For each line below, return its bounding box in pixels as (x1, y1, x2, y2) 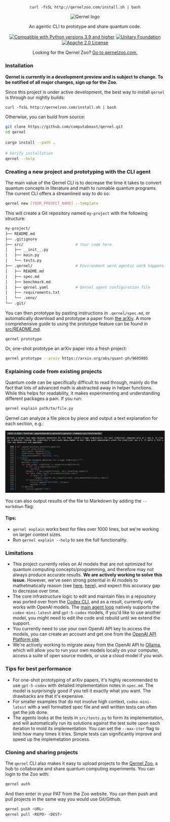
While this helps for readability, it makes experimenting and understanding (5, 390, 160, 397)
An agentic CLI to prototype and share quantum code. (28, 23, 142, 29)
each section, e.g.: (5, 420, 44, 427)
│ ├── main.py (5, 253, 39, 258)
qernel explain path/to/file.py (5, 406, 73, 411)
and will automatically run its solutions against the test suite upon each (12, 720, 160, 726)
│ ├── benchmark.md (5, 279, 51, 284)
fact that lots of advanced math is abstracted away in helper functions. (5, 385, 153, 391)
